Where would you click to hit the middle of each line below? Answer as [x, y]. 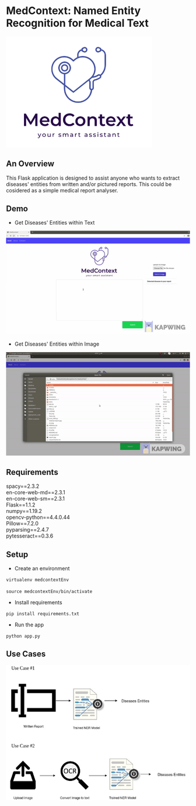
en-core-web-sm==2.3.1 [36, 499]
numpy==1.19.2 [24, 511]
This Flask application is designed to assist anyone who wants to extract [93, 178]
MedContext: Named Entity [73, 11]
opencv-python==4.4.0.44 [38, 517]
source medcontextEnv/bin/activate [49, 592]
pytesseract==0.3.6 [30, 536]
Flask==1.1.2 [21, 505]
